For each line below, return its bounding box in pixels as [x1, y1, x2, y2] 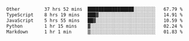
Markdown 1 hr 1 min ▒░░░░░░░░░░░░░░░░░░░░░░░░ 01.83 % [6, 28, 183, 35]
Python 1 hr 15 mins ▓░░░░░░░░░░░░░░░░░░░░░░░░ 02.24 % [6, 23, 183, 29]
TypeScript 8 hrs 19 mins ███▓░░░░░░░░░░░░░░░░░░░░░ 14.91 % [6, 11, 183, 18]
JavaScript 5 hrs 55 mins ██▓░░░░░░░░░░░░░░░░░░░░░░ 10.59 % [6, 17, 183, 24]
